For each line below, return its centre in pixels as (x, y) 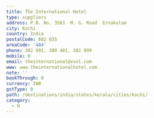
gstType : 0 (20, 89)
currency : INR (24, 84)
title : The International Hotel (46, 12)
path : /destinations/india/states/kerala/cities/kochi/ (77, 95)
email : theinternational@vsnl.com (49, 61)
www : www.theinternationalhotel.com (52, 67)
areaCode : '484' (26, 45)
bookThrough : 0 (25, 78)
